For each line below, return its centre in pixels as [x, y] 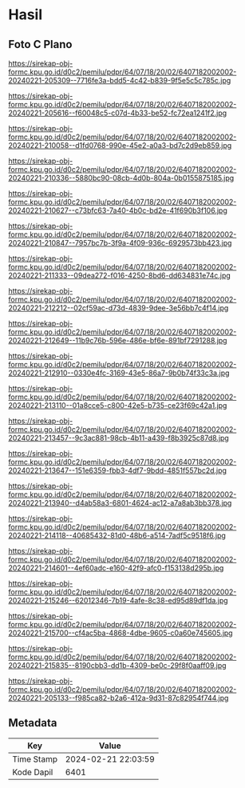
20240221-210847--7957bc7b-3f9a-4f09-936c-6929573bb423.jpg [120, 243]
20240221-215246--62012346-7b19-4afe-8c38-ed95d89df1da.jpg [119, 600]
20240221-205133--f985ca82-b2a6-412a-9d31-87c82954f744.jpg [119, 698]
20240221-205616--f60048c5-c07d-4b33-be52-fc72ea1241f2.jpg [118, 113]
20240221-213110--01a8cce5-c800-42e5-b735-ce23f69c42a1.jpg [118, 405]
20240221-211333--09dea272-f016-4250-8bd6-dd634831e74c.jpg [120, 275]
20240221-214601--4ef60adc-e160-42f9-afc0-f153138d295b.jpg [116, 568]
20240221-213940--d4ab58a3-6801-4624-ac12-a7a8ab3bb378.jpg [120, 503]
